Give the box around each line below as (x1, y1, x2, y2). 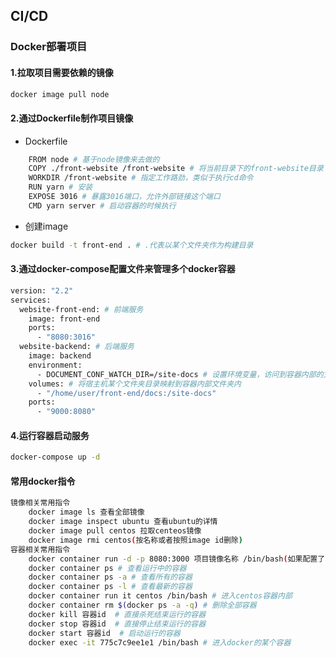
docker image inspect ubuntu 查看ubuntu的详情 (28, 517, 218, 527)
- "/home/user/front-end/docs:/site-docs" (36, 388, 217, 398)
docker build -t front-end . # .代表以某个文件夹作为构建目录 (10, 240, 254, 250)
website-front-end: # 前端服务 (19, 304, 144, 314)
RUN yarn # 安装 (28, 182, 93, 193)
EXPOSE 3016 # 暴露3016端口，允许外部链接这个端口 (28, 192, 221, 202)
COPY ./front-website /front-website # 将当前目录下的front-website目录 (28, 164, 324, 174)
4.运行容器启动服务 (10, 429, 90, 441)
